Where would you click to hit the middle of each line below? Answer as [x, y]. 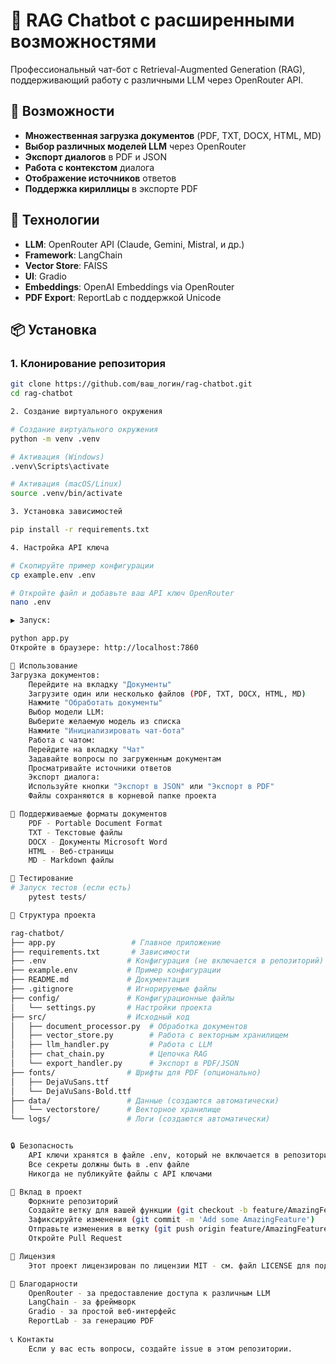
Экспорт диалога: [64, 777]
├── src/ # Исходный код [100, 1017]
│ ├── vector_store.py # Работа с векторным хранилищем [149, 1035]
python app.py [40, 639]
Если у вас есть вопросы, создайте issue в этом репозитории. [160, 1349]
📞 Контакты [32, 1339]
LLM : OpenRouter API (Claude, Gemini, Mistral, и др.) [134, 244]
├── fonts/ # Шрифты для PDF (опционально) [136, 1072]
